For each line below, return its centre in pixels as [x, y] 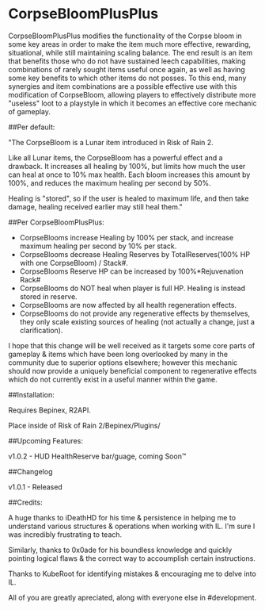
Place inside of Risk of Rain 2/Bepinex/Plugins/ [84, 425]
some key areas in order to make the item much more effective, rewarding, [130, 44]
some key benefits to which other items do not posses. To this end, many [127, 78]
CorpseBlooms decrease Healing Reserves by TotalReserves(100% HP [135, 254]
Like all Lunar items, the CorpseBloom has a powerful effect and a [115, 157]
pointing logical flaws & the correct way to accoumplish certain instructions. [132, 558]
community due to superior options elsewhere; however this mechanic [123, 363]
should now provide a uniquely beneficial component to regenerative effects [132, 370]
